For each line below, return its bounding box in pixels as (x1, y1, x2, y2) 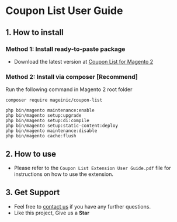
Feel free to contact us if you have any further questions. (13, 203, 151, 210)
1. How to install (5, 27, 64, 37)
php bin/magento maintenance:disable (5, 128, 98, 134)
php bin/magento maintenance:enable (5, 107, 95, 113)
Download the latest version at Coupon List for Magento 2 (13, 58, 154, 65)
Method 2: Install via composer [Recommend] (5, 72, 138, 81)
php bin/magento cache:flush (5, 133, 77, 139)
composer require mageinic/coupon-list (5, 98, 103, 103)
